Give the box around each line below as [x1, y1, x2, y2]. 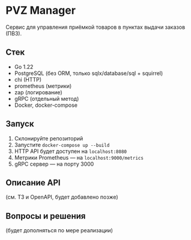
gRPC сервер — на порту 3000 [14, 160, 94, 167]
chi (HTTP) [14, 76, 42, 83]
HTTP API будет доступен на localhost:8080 [14, 148, 127, 155]
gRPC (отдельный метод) [14, 95, 79, 102]
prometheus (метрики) [14, 82, 72, 89]
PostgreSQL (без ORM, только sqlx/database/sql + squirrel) [14, 70, 163, 77]
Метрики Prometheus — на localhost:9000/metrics [14, 154, 144, 161]
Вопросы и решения [5, 211, 86, 221]
